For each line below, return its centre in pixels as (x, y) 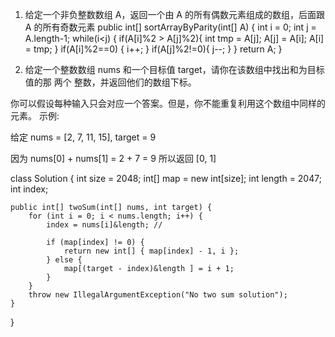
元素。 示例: (35, 116)
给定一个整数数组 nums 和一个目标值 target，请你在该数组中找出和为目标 (174, 69)
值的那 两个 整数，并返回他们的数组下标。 (110, 82)
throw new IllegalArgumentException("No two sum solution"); (158, 295)
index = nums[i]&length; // (104, 225)
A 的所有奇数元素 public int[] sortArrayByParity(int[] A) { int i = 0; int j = (170, 27)
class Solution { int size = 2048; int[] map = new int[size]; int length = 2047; (166, 178)
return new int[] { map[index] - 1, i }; (151, 251)
